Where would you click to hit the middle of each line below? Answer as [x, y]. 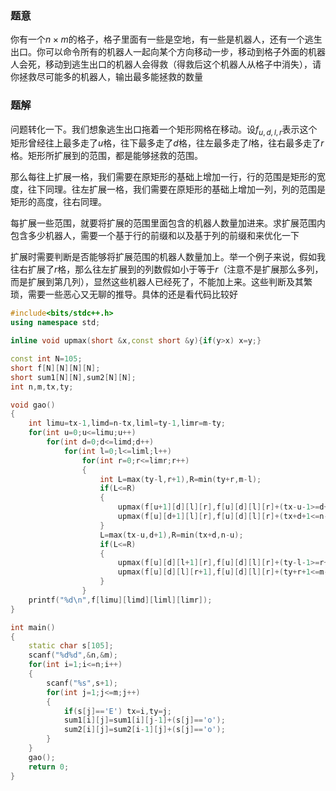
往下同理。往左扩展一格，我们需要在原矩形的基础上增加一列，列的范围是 [176, 189]
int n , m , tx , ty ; [42, 387]
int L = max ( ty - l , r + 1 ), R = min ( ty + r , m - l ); [180, 479]
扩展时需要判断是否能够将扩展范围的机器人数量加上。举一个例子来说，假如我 [168, 257]
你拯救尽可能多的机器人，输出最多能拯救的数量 [106, 77]
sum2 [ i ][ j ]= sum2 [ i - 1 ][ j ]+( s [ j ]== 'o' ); [144, 730]
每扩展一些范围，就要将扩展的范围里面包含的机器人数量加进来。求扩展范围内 [168, 223]
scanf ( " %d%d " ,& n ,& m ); [73, 655]
